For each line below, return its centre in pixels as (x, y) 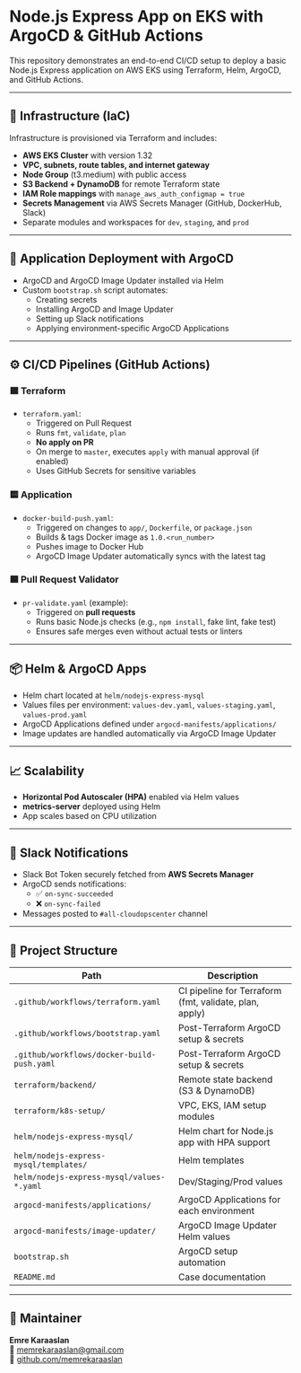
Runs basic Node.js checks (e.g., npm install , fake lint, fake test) (155, 621)
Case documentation (222, 1277)
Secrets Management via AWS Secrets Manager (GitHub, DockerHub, (152, 203)
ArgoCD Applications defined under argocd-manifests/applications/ (149, 724)
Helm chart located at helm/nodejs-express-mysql (113, 695)
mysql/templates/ (51, 1165)
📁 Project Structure (64, 951)
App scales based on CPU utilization (89, 816)
